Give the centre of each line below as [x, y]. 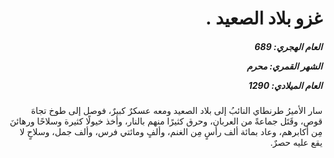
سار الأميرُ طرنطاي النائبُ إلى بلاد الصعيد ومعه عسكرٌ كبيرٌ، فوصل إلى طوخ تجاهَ [176, 111]
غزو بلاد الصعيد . [264, 18]
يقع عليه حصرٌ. [296, 143]
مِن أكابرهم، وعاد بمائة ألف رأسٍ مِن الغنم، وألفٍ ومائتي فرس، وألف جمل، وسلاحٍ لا [171, 132]
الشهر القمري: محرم [284, 66]
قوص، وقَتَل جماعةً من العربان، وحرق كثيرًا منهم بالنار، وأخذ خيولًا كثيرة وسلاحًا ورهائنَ [166, 121]
